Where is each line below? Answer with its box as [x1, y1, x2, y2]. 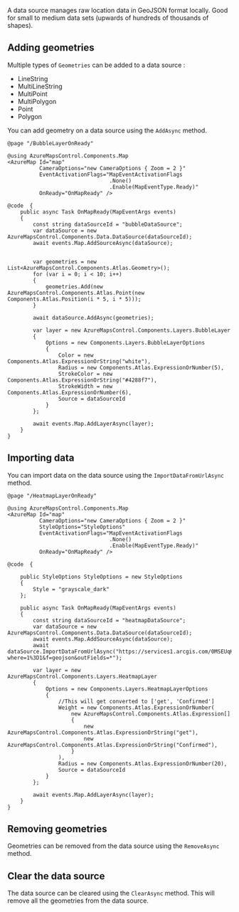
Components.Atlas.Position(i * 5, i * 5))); [7, 295, 142, 303]
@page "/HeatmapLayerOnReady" [7, 492, 97, 499]
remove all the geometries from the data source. [7, 896, 149, 905]
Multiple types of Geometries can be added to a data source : [7, 61, 186, 69]
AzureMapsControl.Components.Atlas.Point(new [7, 289, 144, 296]
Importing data [7, 452, 75, 464]
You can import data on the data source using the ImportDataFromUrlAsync [7, 471, 224, 479]
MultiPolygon [17, 97, 57, 105]
